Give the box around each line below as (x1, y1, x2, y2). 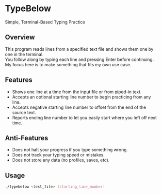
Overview (5, 33, 35, 41)
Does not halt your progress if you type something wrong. (12, 147, 128, 153)
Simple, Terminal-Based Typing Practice (5, 19, 86, 25)
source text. (12, 109, 36, 115)
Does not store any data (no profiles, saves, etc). (12, 157, 110, 163)
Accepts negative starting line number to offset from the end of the (12, 104, 146, 110)
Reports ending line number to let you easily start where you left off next (12, 115, 157, 120)
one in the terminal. (5, 51, 44, 57)
